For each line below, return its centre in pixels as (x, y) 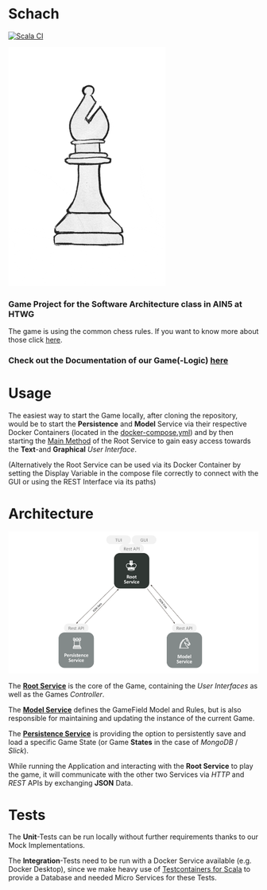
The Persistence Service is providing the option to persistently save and (127, 733)
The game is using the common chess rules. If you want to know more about (133, 331)
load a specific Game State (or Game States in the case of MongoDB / (123, 742)
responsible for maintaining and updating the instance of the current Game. (132, 718)
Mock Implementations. (47, 845)
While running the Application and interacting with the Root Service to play (131, 766)
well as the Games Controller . (56, 694)
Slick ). (19, 751)
